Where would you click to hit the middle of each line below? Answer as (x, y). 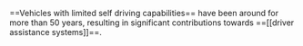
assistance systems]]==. (56, 32)
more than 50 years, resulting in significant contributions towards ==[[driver (152, 23)
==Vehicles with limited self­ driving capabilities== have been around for (144, 13)
